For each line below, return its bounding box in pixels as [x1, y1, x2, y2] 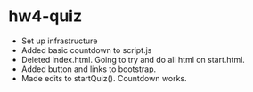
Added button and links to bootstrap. [20, 64, 157, 74]
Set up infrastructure [20, 35, 98, 46]
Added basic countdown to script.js [20, 44, 152, 55]
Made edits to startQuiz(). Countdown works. [20, 73, 188, 83]
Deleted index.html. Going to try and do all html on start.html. [20, 54, 246, 65]
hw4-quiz [8, 6, 82, 27]
